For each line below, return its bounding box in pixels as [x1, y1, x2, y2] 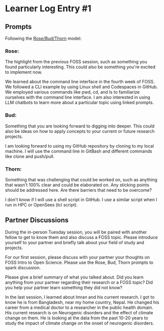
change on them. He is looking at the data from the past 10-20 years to [5, 315, 148, 321]
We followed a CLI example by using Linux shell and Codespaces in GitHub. [5, 84, 158, 90]
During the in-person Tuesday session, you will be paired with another [5, 229, 147, 235]
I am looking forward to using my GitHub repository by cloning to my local [5, 143, 154, 149]
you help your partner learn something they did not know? [5, 284, 123, 290]
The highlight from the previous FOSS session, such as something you [5, 59, 147, 65]
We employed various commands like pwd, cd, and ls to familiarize [5, 89, 140, 95]
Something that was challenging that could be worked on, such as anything [5, 177, 158, 182]
